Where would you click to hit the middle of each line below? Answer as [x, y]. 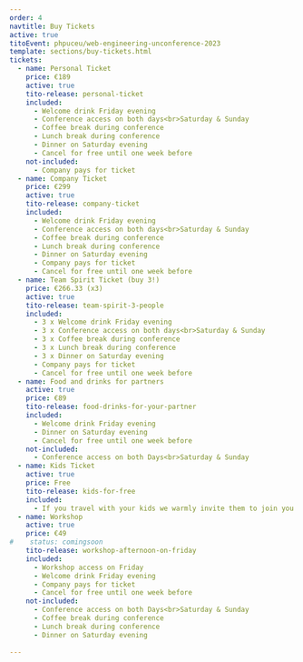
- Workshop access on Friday [88, 567]
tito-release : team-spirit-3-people [95, 306]
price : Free [48, 483]
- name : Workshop [50, 517]
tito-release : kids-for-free [81, 491]
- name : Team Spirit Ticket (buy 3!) [89, 280]
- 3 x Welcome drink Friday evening [103, 322]
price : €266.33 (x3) [64, 288]
